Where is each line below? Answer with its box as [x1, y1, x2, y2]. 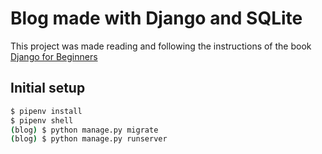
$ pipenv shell [10, 115, 74, 126]
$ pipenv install [10, 106, 83, 116]
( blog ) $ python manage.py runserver [10, 134, 168, 144]
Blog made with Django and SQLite [10, 7, 303, 30]
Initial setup [10, 80, 86, 97]
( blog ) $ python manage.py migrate [10, 125, 159, 135]
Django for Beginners [10, 50, 98, 62]
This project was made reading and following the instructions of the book [10, 40, 312, 52]
